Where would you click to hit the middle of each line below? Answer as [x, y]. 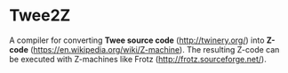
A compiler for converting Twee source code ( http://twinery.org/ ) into [137, 40]
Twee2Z [40, 16]
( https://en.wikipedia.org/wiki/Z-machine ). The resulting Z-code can [155, 49]
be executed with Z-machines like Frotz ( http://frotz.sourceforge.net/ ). [138, 59]
